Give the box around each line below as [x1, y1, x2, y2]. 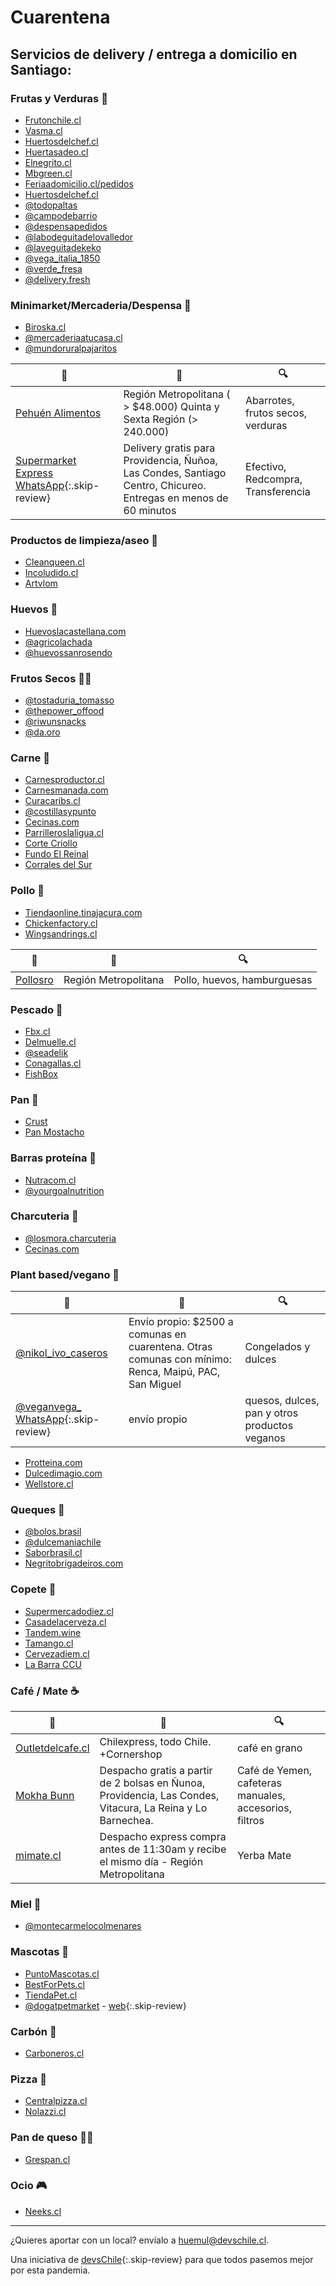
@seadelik [24, 1046, 69, 1058]
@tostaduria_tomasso [24, 694, 115, 706]
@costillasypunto [24, 806, 97, 818]
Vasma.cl [24, 124, 63, 136]
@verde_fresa [24, 262, 83, 275]
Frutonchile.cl [24, 114, 82, 126]
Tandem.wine [24, 1626, 82, 1638]
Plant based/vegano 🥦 [10, 1267, 120, 1281]
